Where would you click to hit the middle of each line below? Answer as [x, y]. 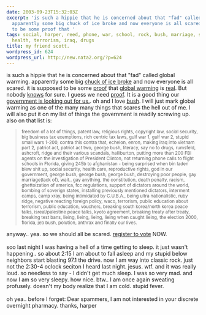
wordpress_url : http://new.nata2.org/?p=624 [64, 57]
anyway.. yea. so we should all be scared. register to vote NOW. [87, 234]
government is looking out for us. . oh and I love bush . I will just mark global [101, 101]
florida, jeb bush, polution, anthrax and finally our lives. [79, 223]
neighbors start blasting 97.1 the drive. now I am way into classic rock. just [100, 260]
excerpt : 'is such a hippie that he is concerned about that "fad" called [104, 18]
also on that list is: [29, 120]
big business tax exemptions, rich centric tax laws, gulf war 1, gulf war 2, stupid [105, 137]
